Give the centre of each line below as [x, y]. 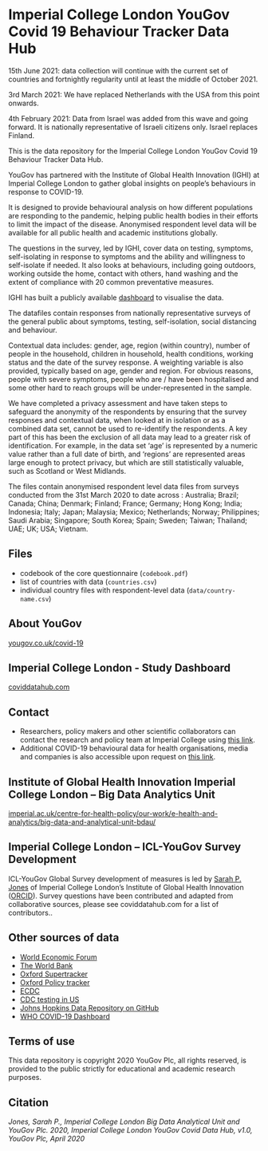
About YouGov [45, 624]
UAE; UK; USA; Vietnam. [48, 529]
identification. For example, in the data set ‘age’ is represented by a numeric [133, 445]
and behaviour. [33, 329]
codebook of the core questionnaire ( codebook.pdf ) [104, 573]
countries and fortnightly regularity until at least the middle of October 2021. [133, 79]
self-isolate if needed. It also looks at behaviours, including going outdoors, [132, 265]
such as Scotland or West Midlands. [67, 471]
